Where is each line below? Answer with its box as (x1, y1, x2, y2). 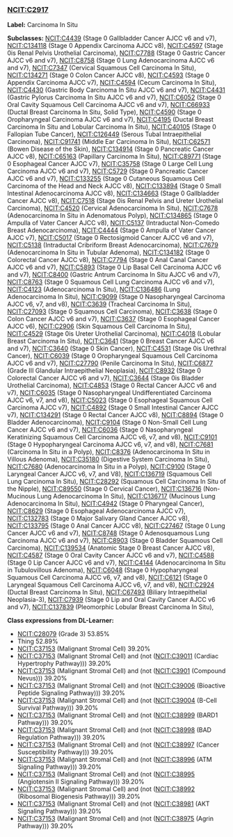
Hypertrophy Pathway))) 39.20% (17, 659, 111, 668)
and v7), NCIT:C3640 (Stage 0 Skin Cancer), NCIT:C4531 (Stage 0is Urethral (7, 344, 227, 352)
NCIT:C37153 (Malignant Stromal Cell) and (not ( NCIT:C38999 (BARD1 (17, 711, 218, 720)
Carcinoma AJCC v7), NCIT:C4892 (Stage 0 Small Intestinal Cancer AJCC (7, 403, 219, 412)
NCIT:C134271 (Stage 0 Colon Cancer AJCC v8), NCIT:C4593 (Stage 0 (7, 71, 210, 79)
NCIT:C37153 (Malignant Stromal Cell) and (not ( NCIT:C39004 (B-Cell (17, 697, 217, 705)
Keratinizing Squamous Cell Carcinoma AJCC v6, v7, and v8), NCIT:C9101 (7, 433, 218, 441)
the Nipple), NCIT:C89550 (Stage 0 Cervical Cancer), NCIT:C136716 (7, 485, 202, 493)
